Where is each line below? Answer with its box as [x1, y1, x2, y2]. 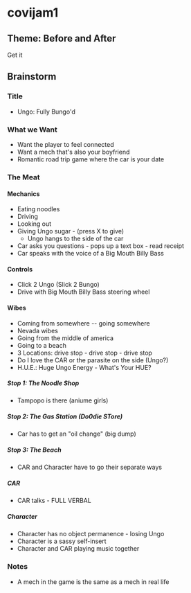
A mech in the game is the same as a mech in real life [17, 577, 170, 586]
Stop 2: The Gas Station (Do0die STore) [7, 412, 123, 421]
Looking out [17, 220, 52, 228]
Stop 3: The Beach [7, 445, 62, 454]
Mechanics [7, 189, 40, 198]
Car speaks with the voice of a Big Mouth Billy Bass [17, 249, 164, 258]
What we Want [7, 125, 57, 134]
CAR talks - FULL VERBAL [17, 497, 91, 505]
